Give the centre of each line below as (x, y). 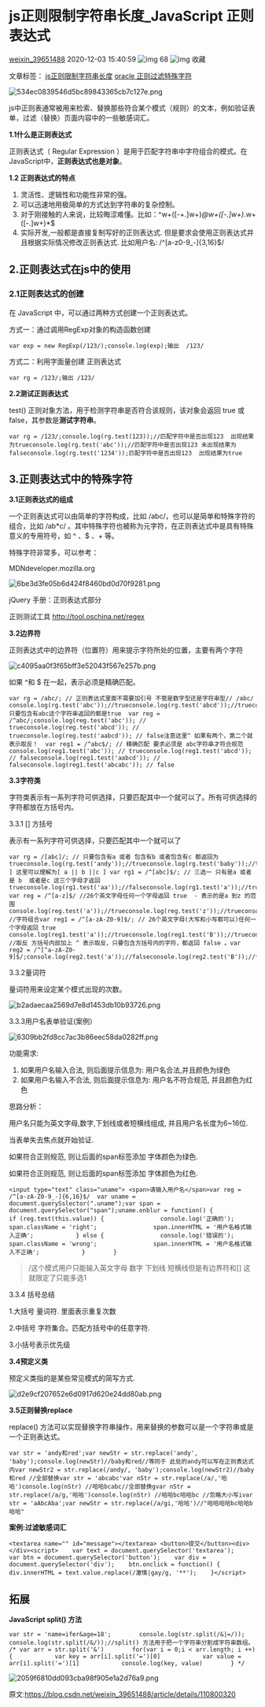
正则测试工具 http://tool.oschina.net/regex (77, 617)
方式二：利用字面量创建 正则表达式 (65, 361)
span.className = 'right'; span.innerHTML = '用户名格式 (127, 1227)
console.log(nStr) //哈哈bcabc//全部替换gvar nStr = (106, 1487)
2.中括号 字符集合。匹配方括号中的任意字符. (79, 1328)
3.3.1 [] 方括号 (31, 824)
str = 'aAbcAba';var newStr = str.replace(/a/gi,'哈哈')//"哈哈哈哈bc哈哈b (131, 1504)
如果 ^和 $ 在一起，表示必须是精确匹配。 (74, 682)
